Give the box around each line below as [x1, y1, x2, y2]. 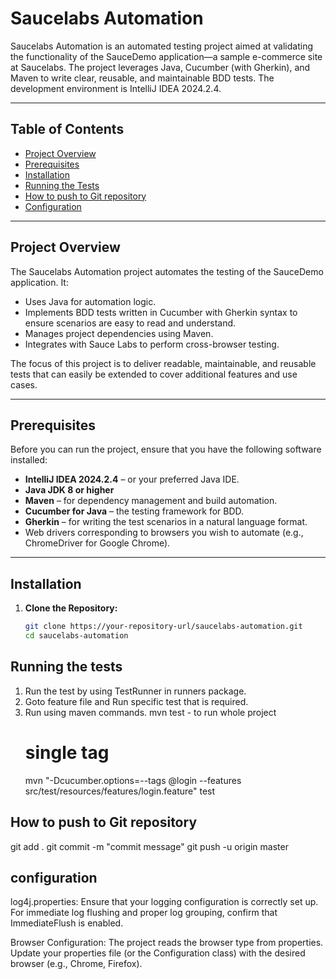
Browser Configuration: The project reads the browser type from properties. [10, 937, 324, 949]
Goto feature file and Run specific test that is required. [24, 695, 249, 707]
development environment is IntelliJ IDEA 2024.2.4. [10, 82, 222, 94]
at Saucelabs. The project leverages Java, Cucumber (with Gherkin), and [10, 61, 311, 73]
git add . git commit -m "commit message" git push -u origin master [10, 840, 289, 852]
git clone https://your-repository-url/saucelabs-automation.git [24, 622, 303, 632]
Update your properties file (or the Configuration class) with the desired [10, 947, 306, 959]
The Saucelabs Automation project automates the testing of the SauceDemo [10, 265, 324, 277]
